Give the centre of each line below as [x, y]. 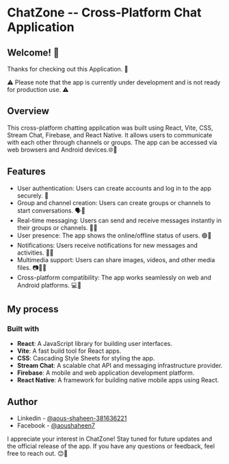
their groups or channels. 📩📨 [57, 227]
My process [33, 309]
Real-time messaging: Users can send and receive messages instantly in [119, 220]
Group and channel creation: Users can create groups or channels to [113, 202]
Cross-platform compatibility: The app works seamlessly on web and [114, 277]
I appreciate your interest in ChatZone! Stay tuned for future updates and [110, 439]
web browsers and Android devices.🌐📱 [62, 150]
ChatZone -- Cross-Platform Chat [104, 13]
